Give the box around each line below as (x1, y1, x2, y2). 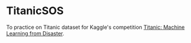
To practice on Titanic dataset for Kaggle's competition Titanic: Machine (6, 24, 185, 31)
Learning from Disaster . (6, 29, 65, 37)
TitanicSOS (6, 4, 64, 18)
